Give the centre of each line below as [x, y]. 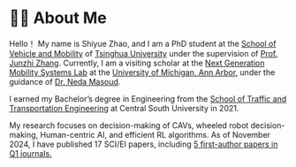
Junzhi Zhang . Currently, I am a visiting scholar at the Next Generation [137, 63]
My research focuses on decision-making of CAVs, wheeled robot [129, 125]
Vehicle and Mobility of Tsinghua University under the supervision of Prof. [144, 53]
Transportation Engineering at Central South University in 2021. [124, 108]
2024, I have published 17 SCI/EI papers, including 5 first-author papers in [144, 144]
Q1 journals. [30, 153]
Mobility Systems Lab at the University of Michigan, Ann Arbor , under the [142, 72]
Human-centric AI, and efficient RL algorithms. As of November [156, 134]
